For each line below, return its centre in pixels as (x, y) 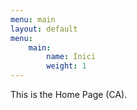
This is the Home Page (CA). (69, 94)
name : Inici (71, 57)
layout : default (44, 29)
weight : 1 (66, 66)
